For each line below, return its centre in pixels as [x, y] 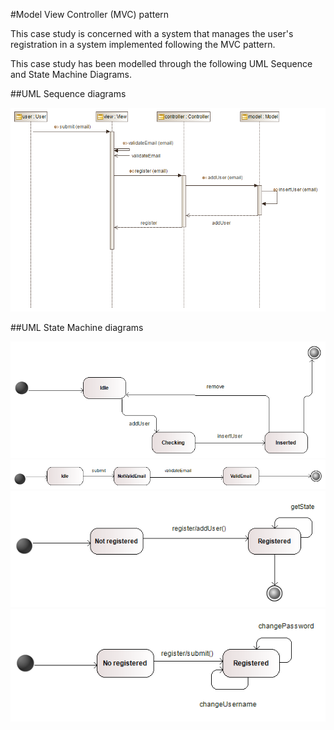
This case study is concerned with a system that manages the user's [152, 33]
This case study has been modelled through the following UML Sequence [161, 63]
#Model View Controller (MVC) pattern [90, 14]
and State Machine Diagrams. [71, 74]
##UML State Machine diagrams [77, 327]
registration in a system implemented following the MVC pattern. [143, 44]
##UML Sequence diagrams [68, 93]
